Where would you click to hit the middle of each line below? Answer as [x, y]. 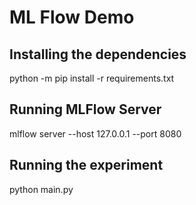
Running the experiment [86, 165]
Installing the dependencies [98, 54]
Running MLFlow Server [85, 109]
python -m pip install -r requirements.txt [92, 78]
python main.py [41, 189]
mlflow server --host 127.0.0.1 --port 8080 [95, 133]
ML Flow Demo [72, 17]
